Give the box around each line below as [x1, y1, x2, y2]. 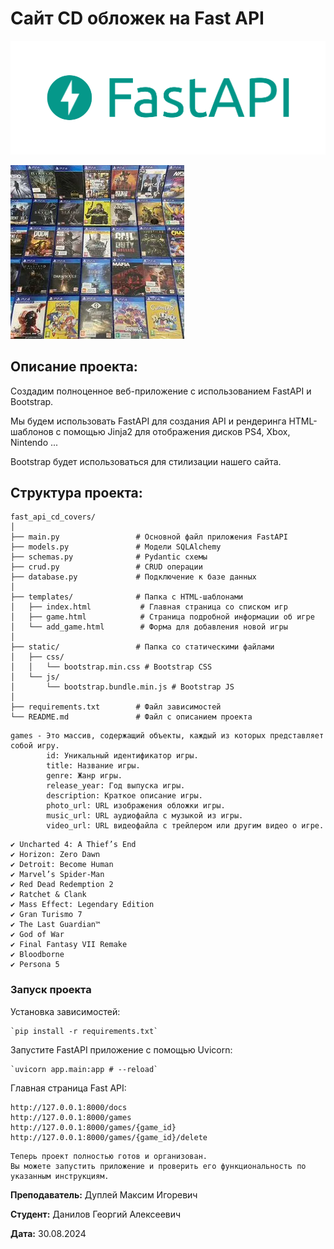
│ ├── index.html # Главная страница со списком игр [10, 602, 288, 612]
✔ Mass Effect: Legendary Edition [10, 900, 155, 910]
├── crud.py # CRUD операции [10, 562, 203, 572]
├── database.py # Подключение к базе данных [10, 572, 257, 582]
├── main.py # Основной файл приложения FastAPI [10, 532, 288, 542]
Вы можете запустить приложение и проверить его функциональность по [10, 1161, 307, 1171]
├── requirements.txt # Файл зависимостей [10, 702, 222, 712]
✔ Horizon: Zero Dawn [10, 850, 101, 860]
